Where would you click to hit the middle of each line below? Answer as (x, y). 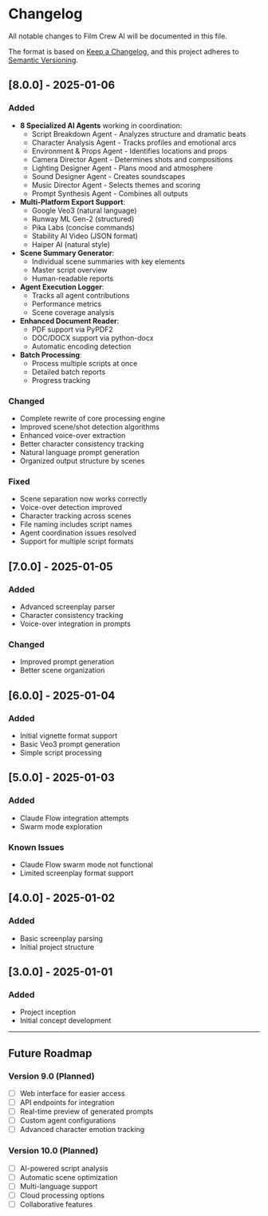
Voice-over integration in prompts (75, 624)
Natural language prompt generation (79, 452)
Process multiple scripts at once (85, 363)
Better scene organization (62, 670)
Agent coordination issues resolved (78, 533)
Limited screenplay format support (77, 873)
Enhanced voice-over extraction (73, 435)
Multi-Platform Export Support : (73, 201)
